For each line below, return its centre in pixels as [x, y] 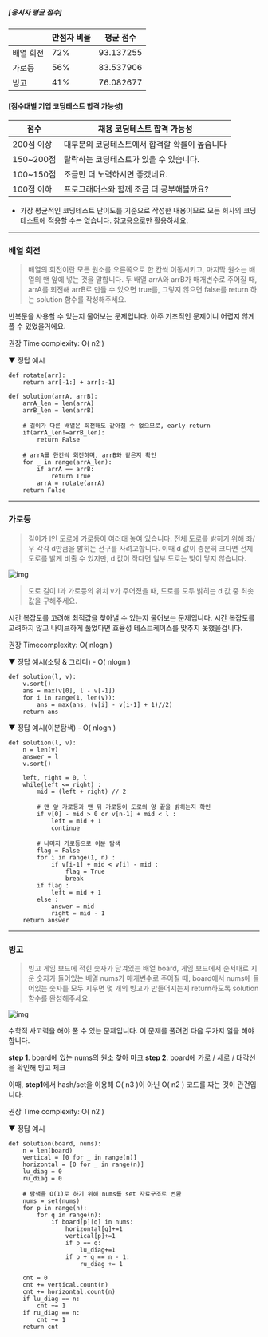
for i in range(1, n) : [76, 857]
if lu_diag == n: [51, 1299]
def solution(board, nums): [55, 1144]
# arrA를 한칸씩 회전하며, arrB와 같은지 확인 [90, 455]
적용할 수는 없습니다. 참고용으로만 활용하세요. [118, 220]
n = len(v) [41, 750]
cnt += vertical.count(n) [66, 1285]
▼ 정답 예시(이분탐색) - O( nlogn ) [62, 728]
